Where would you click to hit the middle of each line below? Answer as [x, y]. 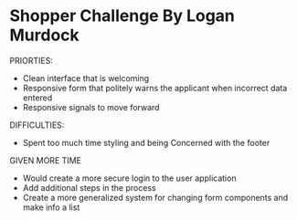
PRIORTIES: [31, 60]
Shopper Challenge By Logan [122, 16]
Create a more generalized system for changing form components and [155, 197]
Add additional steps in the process [90, 187]
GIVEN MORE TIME [46, 160]
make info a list [51, 207]
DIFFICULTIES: [37, 125]
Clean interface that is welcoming [86, 78]
